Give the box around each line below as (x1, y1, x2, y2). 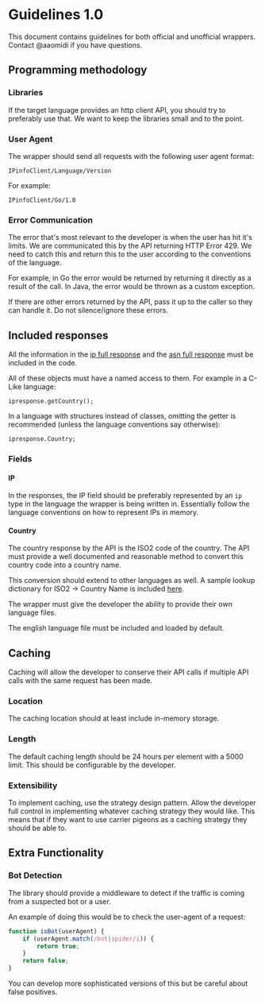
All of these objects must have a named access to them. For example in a (8, 373, 248, 383)
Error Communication (8, 214, 94, 226)
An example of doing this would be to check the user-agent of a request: (8, 912, 246, 921)
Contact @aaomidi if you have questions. (8, 40, 143, 49)
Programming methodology (8, 64, 148, 77)
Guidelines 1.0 (8, 6, 104, 24)
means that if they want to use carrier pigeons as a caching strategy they (8, 815, 248, 824)
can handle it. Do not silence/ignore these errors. (8, 306, 169, 315)
